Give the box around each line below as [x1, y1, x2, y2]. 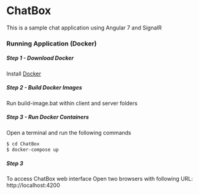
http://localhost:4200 [6, 182, 60, 189]
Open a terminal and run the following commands [6, 129, 131, 136]
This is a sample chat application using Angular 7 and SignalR [6, 24, 162, 31]
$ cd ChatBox [6, 140, 40, 147]
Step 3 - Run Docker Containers [6, 113, 89, 121]
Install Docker [6, 70, 41, 77]
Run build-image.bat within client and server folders [6, 99, 138, 107]
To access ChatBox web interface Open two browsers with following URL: [6, 175, 193, 183]
